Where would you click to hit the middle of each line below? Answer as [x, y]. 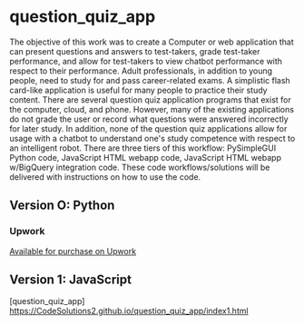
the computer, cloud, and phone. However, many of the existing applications [152, 109]
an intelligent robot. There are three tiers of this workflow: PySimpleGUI [143, 148]
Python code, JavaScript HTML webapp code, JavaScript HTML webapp [146, 157]
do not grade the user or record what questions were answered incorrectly [149, 119]
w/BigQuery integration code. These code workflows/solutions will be [140, 167]
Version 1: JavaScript [70, 280]
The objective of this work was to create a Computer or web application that [152, 42]
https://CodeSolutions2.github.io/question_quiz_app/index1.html [129, 311]
